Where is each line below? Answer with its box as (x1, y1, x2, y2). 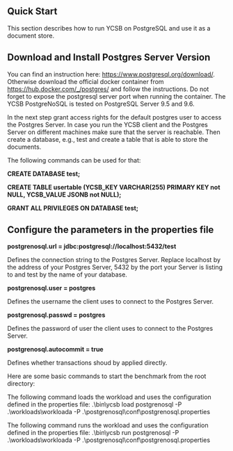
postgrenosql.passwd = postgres (7, 311, 106, 319)
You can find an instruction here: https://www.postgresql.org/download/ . (7, 69, 216, 79)
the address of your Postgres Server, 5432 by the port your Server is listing (7, 263, 223, 272)
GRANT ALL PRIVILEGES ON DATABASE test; (7, 204, 139, 212)
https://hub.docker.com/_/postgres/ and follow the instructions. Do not (7, 85, 209, 93)
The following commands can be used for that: (7, 156, 141, 164)
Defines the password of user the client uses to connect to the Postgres (7, 325, 214, 333)
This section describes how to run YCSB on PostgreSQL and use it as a (7, 24, 211, 32)
